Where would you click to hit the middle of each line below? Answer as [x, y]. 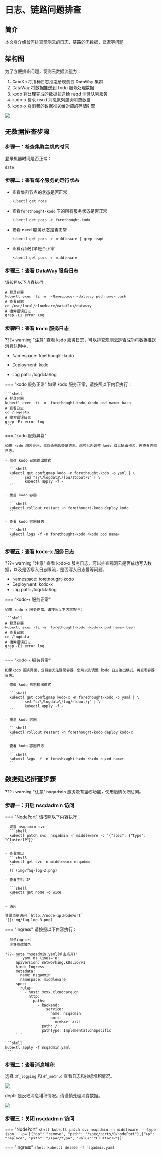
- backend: [48, 1005]
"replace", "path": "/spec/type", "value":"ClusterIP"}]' [65, 1138]
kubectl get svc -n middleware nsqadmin [51, 862]
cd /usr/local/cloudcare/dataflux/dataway [48, 306]
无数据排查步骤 [27, 132]
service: [55, 1009]
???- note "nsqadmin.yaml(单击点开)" [42, 954]
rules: [27, 988]
